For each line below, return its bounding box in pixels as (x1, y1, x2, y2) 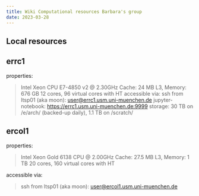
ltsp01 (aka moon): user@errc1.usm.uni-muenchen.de (20, 96, 153, 103)
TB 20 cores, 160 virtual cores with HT (20, 160, 115, 167)
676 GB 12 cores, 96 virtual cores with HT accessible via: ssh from (20, 90, 184, 97)
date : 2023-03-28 (6, 14, 49, 20)
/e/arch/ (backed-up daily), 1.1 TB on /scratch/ (20, 109, 134, 116)
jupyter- (153, 96, 173, 103)
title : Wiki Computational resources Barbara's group (6, 8, 143, 15)
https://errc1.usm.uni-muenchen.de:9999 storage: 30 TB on (47, 102, 194, 110)
